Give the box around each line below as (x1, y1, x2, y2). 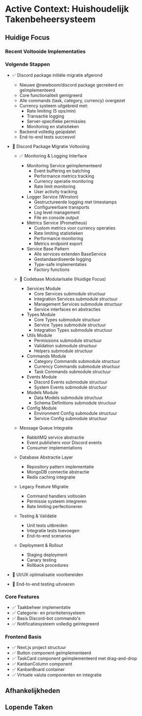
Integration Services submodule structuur (34, 296, 118, 302)
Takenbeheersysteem (5, 14, 96, 25)
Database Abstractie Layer (19, 454, 73, 460)
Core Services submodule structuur (34, 291, 106, 296)
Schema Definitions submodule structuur (34, 400, 117, 405)
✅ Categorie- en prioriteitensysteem (12, 610, 85, 616)
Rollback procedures (26, 562, 69, 568)
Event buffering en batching (34, 168, 90, 174)
